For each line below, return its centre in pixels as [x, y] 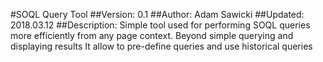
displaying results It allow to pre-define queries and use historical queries [161, 46]
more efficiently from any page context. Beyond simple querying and [152, 35]
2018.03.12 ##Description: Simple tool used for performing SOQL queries [160, 25]
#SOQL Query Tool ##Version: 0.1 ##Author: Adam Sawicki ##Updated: [157, 14]
